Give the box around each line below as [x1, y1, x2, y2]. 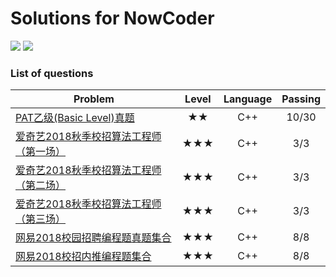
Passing [281, 92, 321, 106]
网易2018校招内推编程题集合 [15, 250, 152, 264]
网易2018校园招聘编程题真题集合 [15, 231, 172, 245]
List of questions [10, 66, 94, 80]
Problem [73, 92, 115, 106]
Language [223, 92, 273, 106]
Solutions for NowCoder [10, 7, 215, 30]
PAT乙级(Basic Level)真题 [15, 111, 135, 125]
